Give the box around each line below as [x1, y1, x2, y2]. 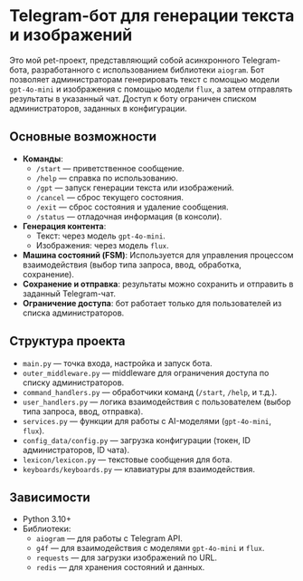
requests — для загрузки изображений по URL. [35, 552, 218, 563]
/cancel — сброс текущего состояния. [35, 191, 184, 202]
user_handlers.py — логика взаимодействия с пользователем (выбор [22, 396, 291, 407]
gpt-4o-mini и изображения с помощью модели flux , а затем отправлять [9, 83, 293, 94]
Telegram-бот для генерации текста [9, 5, 295, 26]
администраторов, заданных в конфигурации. [9, 102, 187, 113]
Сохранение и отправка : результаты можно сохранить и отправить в [22, 278, 294, 289]
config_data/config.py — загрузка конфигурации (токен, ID [22, 434, 251, 445]
